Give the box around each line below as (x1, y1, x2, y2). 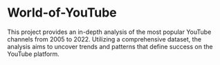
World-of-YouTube (7, 5, 118, 21)
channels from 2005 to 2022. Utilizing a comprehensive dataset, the (7, 35, 202, 43)
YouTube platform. (7, 50, 60, 58)
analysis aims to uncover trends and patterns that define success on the (7, 42, 213, 50)
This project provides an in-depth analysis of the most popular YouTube (7, 28, 212, 36)
